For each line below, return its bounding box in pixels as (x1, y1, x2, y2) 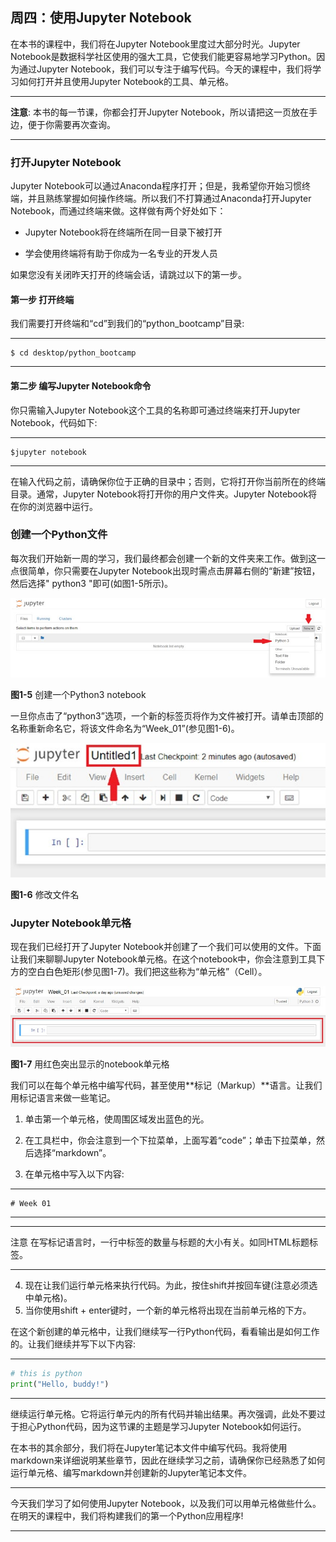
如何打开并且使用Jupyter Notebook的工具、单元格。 (18, 75, 235, 87)
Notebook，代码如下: (10, 416, 98, 428)
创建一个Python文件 (10, 528, 108, 542)
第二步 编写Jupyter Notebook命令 (10, 379, 152, 392)
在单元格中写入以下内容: (24, 1168, 125, 1180)
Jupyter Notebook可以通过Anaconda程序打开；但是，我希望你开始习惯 (10, 180, 302, 192)
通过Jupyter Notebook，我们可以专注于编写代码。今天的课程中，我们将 (18, 63, 313, 75)
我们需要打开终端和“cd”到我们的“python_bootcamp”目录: (10, 318, 245, 330)
